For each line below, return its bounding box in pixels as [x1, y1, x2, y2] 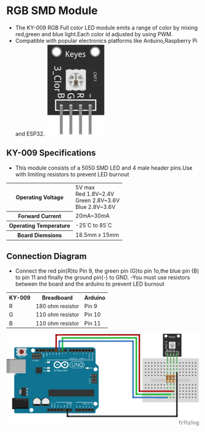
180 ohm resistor [35, 303, 80, 310]
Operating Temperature [9, 222, 70, 229]
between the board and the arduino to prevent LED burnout [15, 280, 165, 288]
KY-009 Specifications [6, 148, 96, 158]
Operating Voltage [15, 194, 64, 201]
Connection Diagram [6, 251, 87, 261]
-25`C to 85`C [75, 222, 112, 229]
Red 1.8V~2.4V [75, 190, 114, 197]
